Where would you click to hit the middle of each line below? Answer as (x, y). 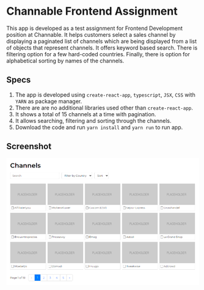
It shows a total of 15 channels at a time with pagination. (86, 114)
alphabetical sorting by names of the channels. (65, 61)
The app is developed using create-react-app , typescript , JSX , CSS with (105, 95)
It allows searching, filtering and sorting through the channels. (93, 121)
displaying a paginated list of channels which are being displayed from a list (102, 41)
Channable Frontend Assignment (92, 11)
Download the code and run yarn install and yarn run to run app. (99, 127)
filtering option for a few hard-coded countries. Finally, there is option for (98, 54)
